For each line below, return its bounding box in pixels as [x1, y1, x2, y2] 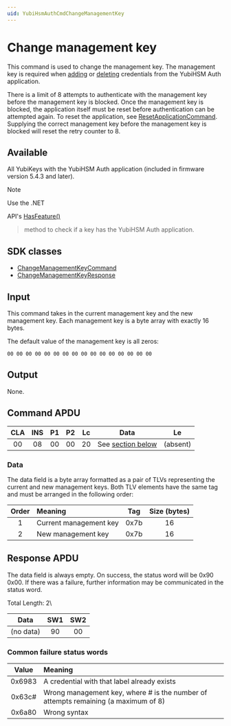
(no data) [10, 626, 41, 636]
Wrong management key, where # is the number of [43, 688, 208, 698]
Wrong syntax [43, 707, 89, 717]
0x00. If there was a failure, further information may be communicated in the [7, 578, 224, 586]
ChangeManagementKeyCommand [16, 264, 117, 272]
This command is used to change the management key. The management [7, 63, 215, 71]
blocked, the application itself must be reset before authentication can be [7, 104, 214, 113]
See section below [97, 439, 157, 449]
